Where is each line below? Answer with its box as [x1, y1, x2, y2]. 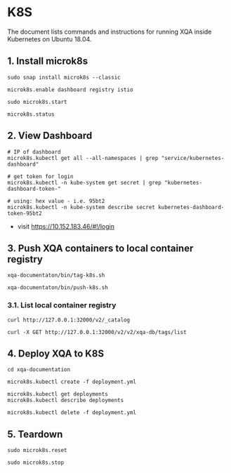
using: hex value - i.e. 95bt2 [13, 197, 105, 204]
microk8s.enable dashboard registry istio [7, 86, 133, 93]
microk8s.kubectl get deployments [7, 391, 109, 398]
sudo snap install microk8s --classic [7, 74, 121, 81]
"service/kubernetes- [161, 154, 225, 161]
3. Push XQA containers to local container [7, 242, 194, 254]
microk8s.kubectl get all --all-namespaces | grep [7, 154, 159, 161]
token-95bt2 [7, 210, 42, 217]
